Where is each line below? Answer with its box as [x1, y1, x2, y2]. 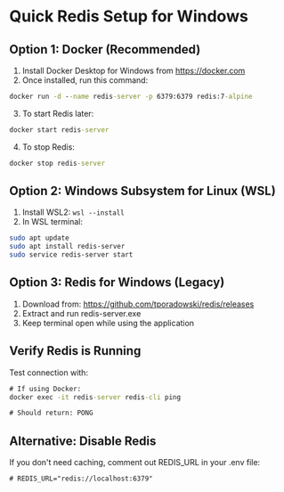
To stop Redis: [21, 141, 76, 152]
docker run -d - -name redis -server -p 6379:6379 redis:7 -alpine [9, 92, 253, 101]
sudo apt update [9, 234, 69, 242]
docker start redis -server [9, 125, 110, 135]
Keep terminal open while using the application [21, 317, 194, 328]
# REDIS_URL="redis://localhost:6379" [9, 474, 153, 483]
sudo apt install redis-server [9, 242, 126, 251]
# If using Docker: [9, 384, 82, 393]
